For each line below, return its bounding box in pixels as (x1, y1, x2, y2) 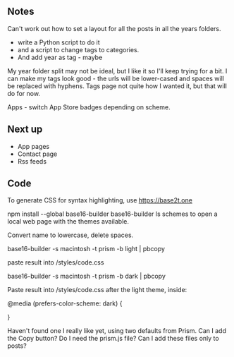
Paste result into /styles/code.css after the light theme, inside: (7, 286, 187, 294)
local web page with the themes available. (7, 217, 129, 226)
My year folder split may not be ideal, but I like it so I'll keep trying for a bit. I (7, 66, 228, 75)
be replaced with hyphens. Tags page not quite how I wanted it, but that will (7, 81, 227, 90)
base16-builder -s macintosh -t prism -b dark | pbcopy (7, 272, 166, 281)
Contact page (17, 150, 58, 158)
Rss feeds (17, 157, 47, 165)
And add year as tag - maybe (17, 53, 103, 61)
